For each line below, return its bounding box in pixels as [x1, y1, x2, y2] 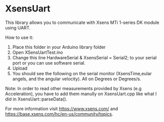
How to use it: [5, 34, 34, 40]
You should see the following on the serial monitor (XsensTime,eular [12, 70, 152, 76]
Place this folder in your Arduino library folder [12, 44, 106, 50]
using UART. [5, 24, 31, 30]
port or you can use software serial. [12, 60, 85, 66]
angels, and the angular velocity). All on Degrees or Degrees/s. [12, 76, 142, 82]
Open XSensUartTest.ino [12, 49, 63, 55]
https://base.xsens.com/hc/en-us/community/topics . [5, 111, 113, 117]
